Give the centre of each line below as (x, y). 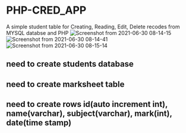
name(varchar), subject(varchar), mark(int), (89, 114)
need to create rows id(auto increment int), (87, 104)
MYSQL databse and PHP (37, 33)
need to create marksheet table (65, 84)
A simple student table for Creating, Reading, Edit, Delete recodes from (93, 27)
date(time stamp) (39, 123)
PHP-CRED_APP (46, 10)
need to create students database (70, 64)
